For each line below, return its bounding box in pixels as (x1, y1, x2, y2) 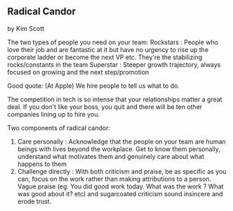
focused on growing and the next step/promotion (7, 68, 149, 76)
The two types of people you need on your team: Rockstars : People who (7, 38, 219, 46)
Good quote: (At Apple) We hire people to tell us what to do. (7, 81, 180, 90)
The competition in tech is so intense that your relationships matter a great (7, 95, 222, 103)
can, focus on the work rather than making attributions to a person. (17, 174, 212, 183)
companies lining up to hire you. (7, 110, 100, 118)
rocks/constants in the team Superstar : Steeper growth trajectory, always (7, 60, 221, 69)
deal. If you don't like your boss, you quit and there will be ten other (7, 102, 203, 111)
